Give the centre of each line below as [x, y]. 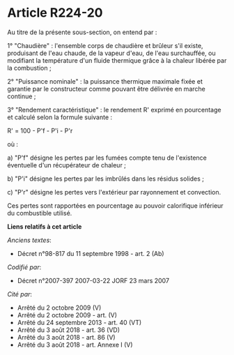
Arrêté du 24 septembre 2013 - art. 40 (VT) [79, 322]
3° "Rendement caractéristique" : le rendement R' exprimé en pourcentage [114, 109]
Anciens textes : [30, 240]
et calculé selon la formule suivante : [60, 117]
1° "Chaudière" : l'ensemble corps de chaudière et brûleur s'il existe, [105, 45]
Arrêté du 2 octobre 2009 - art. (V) [67, 315]
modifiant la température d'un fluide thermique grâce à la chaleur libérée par [117, 60]
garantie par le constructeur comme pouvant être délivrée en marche [106, 89]
